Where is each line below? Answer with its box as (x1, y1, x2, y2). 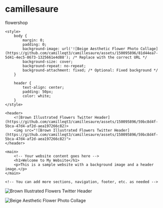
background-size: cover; (22, 59, 73, 64)
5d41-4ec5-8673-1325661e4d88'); (5, 55, 71, 60)
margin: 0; (22, 38, 45, 43)
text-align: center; (22, 85, 64, 90)
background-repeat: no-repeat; (22, 63, 86, 68)
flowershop (5, 20, 28, 26)
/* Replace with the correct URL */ (72, 55, 147, 60)
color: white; (22, 93, 51, 99)
